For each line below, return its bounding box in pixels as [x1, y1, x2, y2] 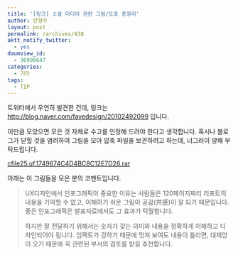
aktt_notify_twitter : [7, 37, 72, 44]
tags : [7, 76, 23, 84]
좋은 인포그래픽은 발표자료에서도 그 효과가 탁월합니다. [24, 207, 173, 215]
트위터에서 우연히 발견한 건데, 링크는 [7, 104, 108, 112]
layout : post [7, 23, 46, 31]
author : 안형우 [7, 17, 48, 24]
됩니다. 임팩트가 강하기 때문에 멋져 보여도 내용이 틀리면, [55, 231, 209, 239]
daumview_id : [7, 50, 46, 58]
